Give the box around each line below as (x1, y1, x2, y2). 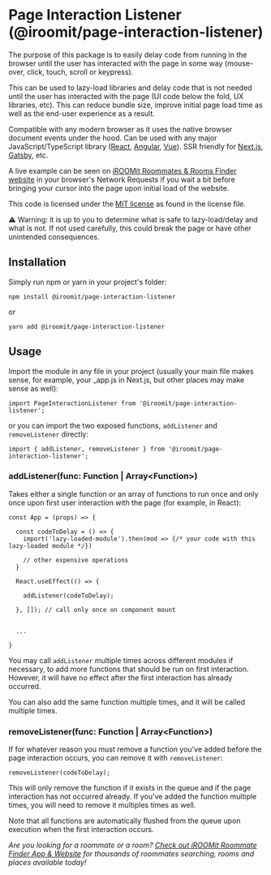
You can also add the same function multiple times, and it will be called (8, 696, 246, 707)
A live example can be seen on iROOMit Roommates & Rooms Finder (8, 166, 237, 175)
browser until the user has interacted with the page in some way (8, 58, 223, 68)
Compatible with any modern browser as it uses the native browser (8, 124, 233, 134)
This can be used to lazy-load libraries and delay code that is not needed (8, 83, 253, 93)
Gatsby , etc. (8, 150, 49, 160)
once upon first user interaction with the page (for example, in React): (8, 498, 242, 507)
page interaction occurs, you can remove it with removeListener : (8, 753, 223, 763)
